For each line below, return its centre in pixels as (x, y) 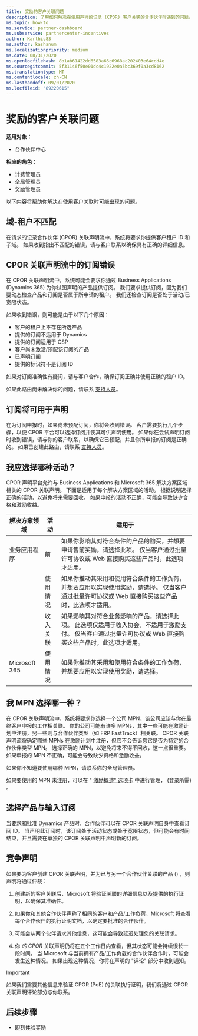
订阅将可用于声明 (37, 409)
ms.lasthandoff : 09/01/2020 (41, 83)
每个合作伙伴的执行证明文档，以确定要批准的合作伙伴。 (82, 920)
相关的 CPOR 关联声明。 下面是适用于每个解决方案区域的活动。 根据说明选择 (99, 490)
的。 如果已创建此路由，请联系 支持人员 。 (57, 447)
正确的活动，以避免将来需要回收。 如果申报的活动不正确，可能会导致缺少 (95, 497)
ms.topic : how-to (27, 22)
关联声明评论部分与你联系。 (40, 992)
